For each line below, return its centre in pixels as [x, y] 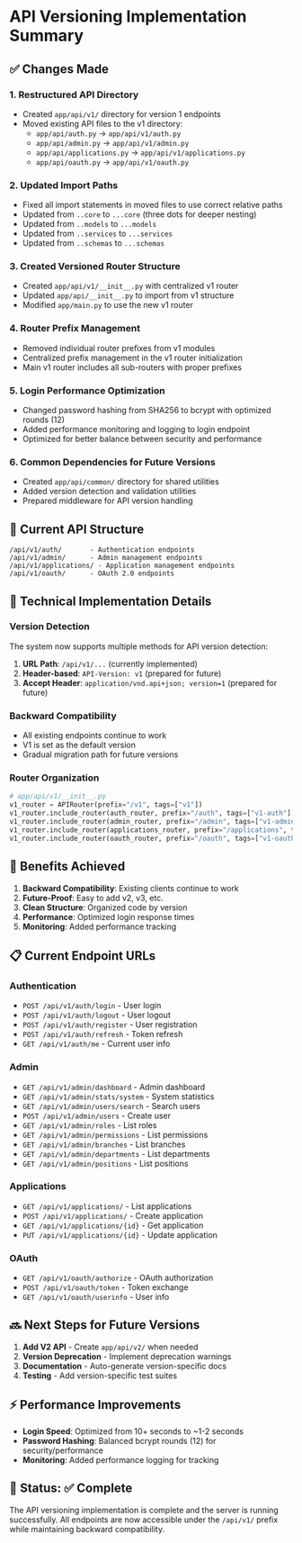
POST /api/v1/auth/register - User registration [110, 1024]
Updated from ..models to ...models [89, 224]
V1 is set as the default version [79, 745]
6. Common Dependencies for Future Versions [112, 462]
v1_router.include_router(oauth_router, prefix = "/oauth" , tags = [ [134, 838]
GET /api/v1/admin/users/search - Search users [111, 1105]
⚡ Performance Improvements [95, 1405]
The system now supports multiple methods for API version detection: [138, 646]
